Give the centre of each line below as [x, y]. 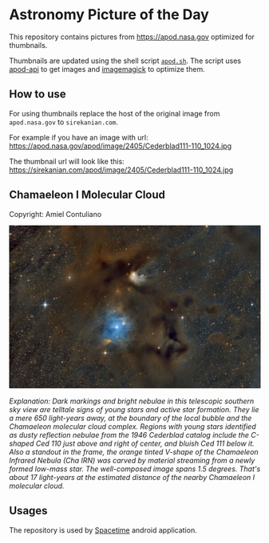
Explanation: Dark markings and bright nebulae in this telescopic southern [132, 401]
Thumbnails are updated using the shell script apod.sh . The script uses [125, 61]
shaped [22, 443]
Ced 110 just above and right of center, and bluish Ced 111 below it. [145, 443]
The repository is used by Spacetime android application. [103, 530]
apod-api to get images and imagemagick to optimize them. [107, 69]
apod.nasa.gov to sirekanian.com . [64, 122]
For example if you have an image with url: [79, 137]
